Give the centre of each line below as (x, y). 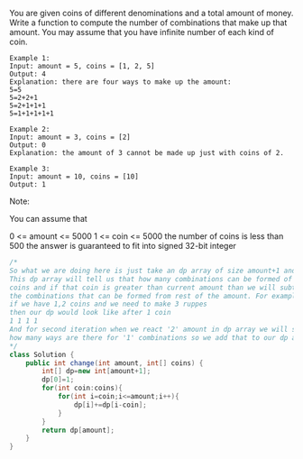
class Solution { (42, 354)
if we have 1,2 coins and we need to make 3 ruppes (108, 304)
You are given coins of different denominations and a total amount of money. (151, 13)
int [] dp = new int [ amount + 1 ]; (96, 372)
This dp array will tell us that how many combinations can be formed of (151, 279)
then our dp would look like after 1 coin (90, 313)
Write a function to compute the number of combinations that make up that (148, 23)
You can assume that (48, 219)
